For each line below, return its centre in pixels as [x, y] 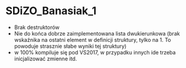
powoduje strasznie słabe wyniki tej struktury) [70, 46]
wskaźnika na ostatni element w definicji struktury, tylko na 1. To [92, 40]
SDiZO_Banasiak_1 [51, 11]
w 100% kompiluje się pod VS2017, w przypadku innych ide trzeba [95, 52]
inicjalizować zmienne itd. [46, 59]
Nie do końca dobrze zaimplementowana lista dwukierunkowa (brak [97, 33]
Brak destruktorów [37, 27]
